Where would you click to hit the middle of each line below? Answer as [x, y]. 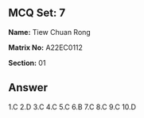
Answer [28, 88]
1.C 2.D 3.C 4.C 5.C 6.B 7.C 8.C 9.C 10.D [72, 107]
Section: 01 [27, 63]
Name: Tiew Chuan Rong [50, 32]
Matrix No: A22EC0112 [46, 48]
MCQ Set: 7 [37, 13]
